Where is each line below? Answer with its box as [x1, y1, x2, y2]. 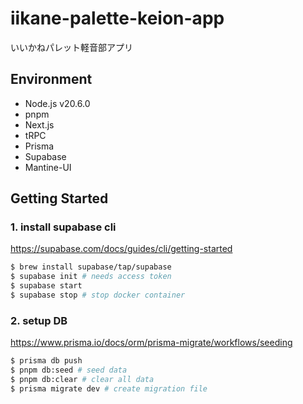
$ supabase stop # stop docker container [10, 290, 186, 301]
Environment [10, 71, 93, 88]
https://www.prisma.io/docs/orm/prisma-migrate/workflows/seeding [10, 337, 293, 349]
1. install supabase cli [10, 220, 117, 234]
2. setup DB [10, 313, 68, 327]
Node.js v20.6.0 [24, 97, 91, 109]
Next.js [24, 118, 55, 131]
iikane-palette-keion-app [10, 7, 225, 30]
